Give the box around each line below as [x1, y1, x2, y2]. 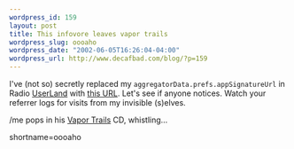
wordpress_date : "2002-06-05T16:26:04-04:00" [9, 46, 180, 55]
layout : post [9, 21, 58, 30]
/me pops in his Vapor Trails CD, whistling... [9, 114, 168, 125]
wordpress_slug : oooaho [9, 37, 97, 47]
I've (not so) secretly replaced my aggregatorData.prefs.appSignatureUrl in [9, 79, 286, 89]
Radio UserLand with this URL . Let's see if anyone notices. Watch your [9, 88, 267, 98]
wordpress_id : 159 [9, 12, 77, 22]
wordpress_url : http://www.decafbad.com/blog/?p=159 [9, 54, 208, 63]
